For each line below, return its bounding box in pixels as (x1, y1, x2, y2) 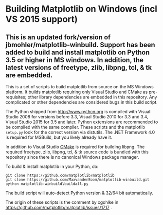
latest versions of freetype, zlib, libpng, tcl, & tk (5, 63, 152, 71)
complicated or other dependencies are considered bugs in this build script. (5, 99, 158, 105)
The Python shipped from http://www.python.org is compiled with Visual (5, 109, 151, 115)
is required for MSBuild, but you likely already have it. (5, 134, 112, 140)
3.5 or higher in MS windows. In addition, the (5, 56, 144, 64)
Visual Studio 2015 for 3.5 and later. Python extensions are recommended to (5, 119, 158, 125)
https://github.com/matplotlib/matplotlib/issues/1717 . (5, 205, 112, 210)
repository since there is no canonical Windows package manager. (5, 154, 139, 160)
